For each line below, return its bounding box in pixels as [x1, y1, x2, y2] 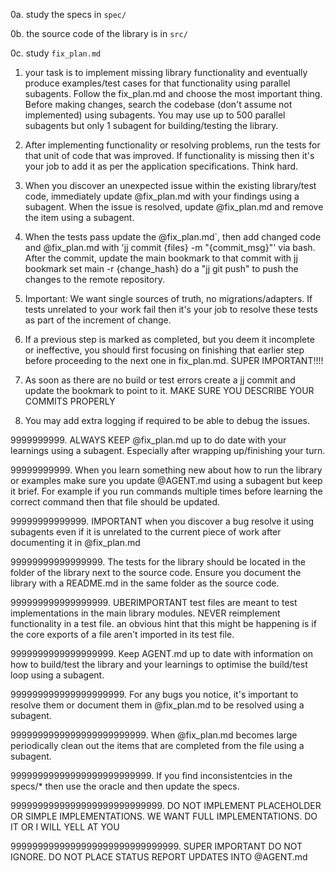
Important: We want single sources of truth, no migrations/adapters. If [24, 293, 313, 304]
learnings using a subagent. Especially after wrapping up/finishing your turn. [10, 445, 326, 456]
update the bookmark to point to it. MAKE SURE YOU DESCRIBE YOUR [24, 385, 315, 396]
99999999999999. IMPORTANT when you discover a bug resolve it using [10, 515, 315, 527]
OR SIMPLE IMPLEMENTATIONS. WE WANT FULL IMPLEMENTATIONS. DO [10, 810, 318, 822]
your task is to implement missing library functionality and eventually [24, 67, 308, 78]
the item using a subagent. [24, 212, 135, 223]
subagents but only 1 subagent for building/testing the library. [24, 120, 279, 131]
